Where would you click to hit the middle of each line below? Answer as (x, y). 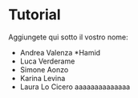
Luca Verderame (47, 61)
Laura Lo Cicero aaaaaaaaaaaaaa (75, 87)
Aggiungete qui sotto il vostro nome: (68, 37)
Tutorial (35, 15)
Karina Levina (43, 78)
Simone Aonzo (44, 69)
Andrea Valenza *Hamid (60, 52)
